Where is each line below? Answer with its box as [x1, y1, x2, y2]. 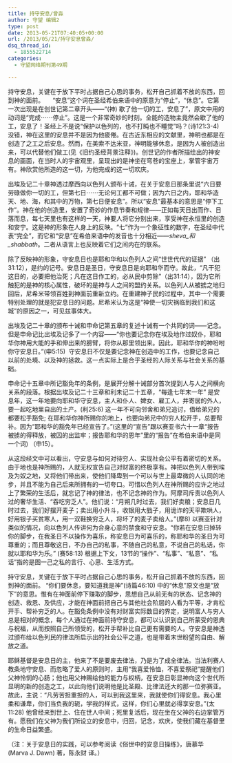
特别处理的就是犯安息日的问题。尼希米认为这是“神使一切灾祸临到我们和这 [8, 298, 216, 306]
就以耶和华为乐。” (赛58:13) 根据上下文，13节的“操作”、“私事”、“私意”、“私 [8, 549, 219, 557]
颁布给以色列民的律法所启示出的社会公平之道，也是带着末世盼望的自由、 [13, 632, 219, 641]
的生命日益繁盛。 [8, 725, 56, 733]
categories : [8, 55, 42, 62]
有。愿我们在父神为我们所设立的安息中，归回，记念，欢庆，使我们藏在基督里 [8, 716, 225, 725]
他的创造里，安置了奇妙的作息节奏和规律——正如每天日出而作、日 [34, 205, 222, 214]
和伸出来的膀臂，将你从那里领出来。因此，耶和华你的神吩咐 [55, 338, 225, 347]
